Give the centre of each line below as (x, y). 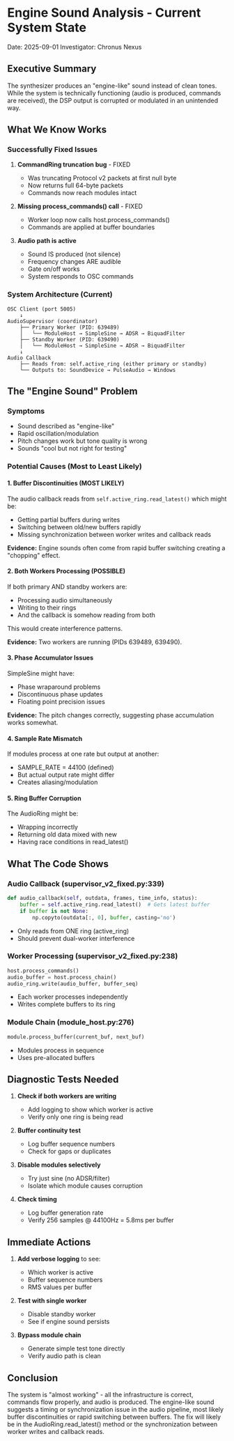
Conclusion (33, 1378)
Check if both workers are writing (67, 1096)
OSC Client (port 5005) (42, 309)
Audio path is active (47, 241)
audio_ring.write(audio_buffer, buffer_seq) (73, 983)
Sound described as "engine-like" (66, 426)
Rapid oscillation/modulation (58, 434)
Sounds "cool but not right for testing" (72, 449)
